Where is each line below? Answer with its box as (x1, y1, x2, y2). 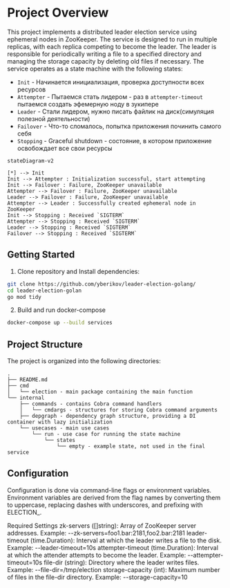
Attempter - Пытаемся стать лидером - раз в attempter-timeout (17, 92, 204, 101)
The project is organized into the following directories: (7, 357, 161, 365)
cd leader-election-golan (7, 287, 82, 294)
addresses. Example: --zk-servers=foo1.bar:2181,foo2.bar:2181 (7, 529, 185, 537)
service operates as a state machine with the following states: (7, 64, 183, 73)
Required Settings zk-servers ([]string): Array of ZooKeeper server (7, 521, 197, 530)
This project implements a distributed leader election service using (7, 28, 197, 36)
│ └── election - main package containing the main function (7, 389, 193, 396)
